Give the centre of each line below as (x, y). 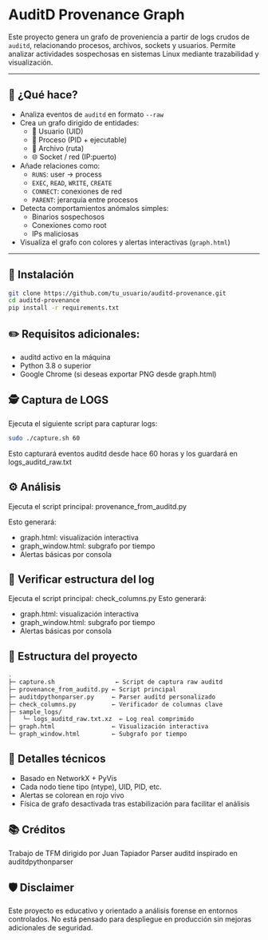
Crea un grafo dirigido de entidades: (79, 122)
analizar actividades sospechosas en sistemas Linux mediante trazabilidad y (134, 54)
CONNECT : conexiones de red (77, 191)
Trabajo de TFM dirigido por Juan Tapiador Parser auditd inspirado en (123, 853)
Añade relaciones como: (60, 165)
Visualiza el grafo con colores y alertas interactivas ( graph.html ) (125, 242)
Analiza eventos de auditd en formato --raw (92, 114)
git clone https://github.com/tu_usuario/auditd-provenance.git (117, 293)
